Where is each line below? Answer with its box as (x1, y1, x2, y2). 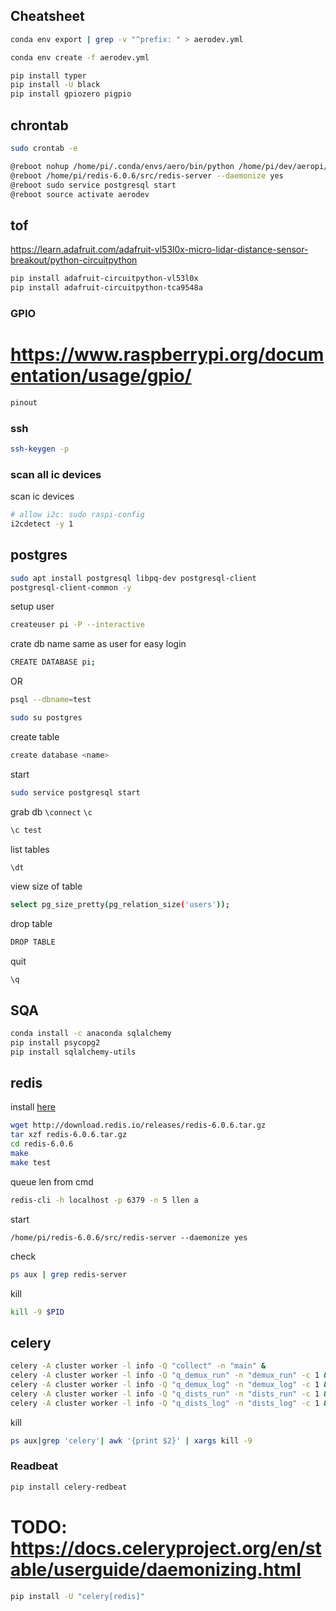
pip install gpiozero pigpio (10, 89, 132, 99)
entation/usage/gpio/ (10, 365, 192, 388)
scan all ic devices (10, 467, 102, 481)
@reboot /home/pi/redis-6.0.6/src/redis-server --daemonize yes (10, 170, 284, 181)
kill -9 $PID (10, 1307, 65, 1317)
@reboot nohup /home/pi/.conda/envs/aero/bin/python (10, 161, 235, 171)
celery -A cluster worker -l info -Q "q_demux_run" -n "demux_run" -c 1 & (10, 1370, 329, 1381)
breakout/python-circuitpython (10, 254, 138, 266)
